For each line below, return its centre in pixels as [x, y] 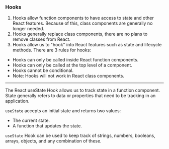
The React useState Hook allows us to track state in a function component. [82, 90]
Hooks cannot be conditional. [43, 70]
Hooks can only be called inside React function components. [75, 60]
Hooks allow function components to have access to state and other [83, 18]
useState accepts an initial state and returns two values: [63, 111]
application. [17, 101]
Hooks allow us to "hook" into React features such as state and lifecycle [87, 45]
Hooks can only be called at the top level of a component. [72, 65]
